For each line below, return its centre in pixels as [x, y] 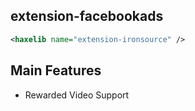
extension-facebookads [87, 16]
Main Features [56, 70]
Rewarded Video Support [77, 95]
